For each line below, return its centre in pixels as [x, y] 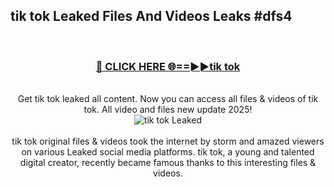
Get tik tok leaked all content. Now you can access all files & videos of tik [168, 99]
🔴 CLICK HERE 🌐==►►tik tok [168, 66]
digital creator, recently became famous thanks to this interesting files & [168, 163]
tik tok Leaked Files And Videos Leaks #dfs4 [151, 16]
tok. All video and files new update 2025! [168, 110]
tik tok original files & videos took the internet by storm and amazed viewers [168, 141]
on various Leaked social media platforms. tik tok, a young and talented [168, 152]
